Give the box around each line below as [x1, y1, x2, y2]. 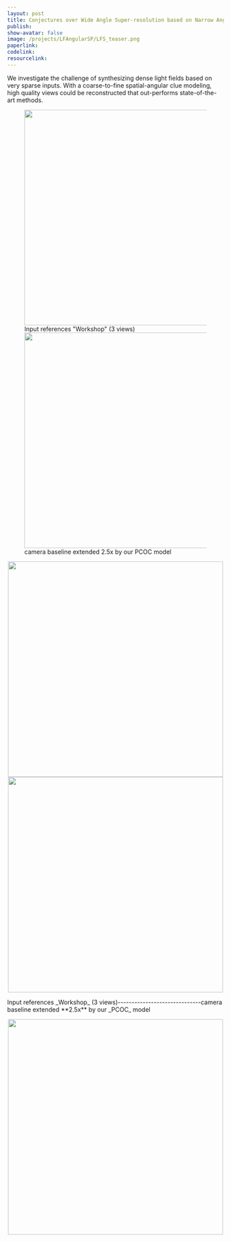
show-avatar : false [7, 29, 63, 37]
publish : [7, 23, 32, 30]
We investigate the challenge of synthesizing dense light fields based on [7, 74, 212, 82]
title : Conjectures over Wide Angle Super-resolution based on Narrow [7, 17, 214, 23]
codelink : [7, 49, 36, 56]
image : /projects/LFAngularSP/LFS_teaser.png [7, 36, 140, 43]
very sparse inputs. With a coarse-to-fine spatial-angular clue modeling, [7, 81, 212, 90]
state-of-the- [179, 88, 217, 97]
